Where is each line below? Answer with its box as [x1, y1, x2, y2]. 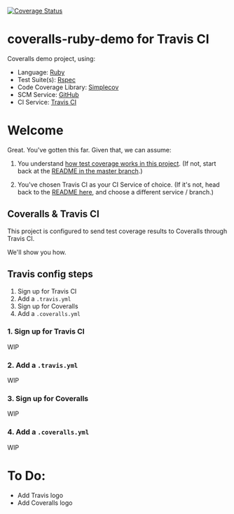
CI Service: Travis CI [17, 98, 77, 106]
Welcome [7, 123, 64, 138]
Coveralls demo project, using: [7, 54, 96, 62]
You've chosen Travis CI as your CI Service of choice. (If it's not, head [17, 180, 220, 189]
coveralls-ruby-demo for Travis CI [7, 32, 209, 47]
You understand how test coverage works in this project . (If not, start [17, 159, 216, 168]
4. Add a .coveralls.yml [7, 427, 90, 437]
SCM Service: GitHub [17, 90, 79, 98]
